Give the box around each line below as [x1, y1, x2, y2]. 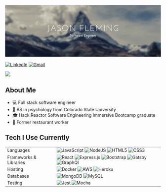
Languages [7, 147, 30, 153]
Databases [7, 173, 29, 179]
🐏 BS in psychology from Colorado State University [12, 106, 116, 112]
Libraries [7, 160, 26, 165]
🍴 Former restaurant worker [12, 119, 69, 125]
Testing [7, 180, 23, 186]
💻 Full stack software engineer [12, 99, 76, 105]
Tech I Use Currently [5, 133, 70, 142]
